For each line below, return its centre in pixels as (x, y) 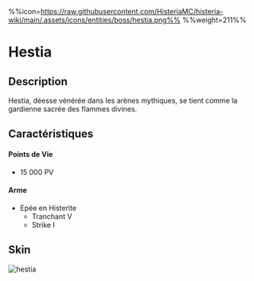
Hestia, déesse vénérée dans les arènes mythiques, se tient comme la (123, 100)
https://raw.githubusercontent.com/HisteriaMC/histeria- (132, 12)
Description (38, 82)
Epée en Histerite (48, 208)
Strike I (43, 224)
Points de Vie (31, 154)
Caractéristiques (51, 134)
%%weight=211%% (214, 20)
